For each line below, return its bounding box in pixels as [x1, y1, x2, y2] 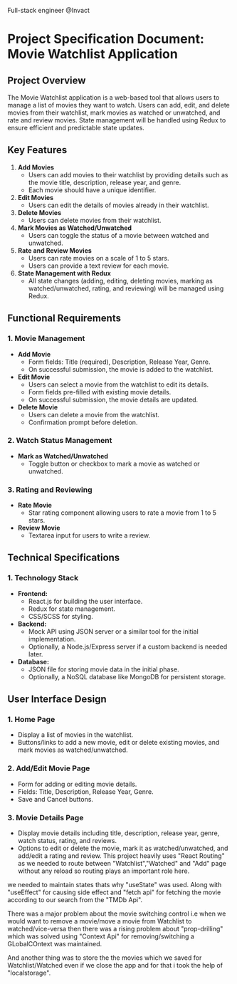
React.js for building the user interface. [28, 597, 143, 605]
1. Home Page [7, 715, 56, 725]
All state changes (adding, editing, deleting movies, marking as [28, 276, 214, 285]
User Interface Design [7, 693, 107, 706]
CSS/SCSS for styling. [28, 612, 94, 620]
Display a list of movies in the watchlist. [17, 731, 134, 739]
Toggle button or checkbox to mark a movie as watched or [28, 459, 201, 468]
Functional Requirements [7, 313, 121, 325]
